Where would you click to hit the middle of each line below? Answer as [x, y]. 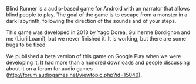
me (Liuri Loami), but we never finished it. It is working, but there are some [96, 38]
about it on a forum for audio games [49, 69]
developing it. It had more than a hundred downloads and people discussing [98, 62]
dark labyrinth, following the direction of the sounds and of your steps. [91, 21]
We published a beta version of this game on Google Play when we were [94, 56]
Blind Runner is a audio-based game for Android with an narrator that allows [98, 9]
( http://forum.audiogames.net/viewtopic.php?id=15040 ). [74, 75]
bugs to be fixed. [26, 45]
